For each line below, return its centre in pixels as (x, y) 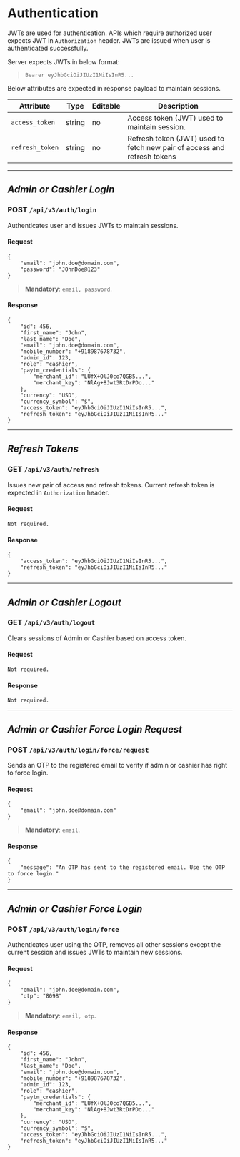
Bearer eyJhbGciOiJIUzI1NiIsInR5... (79, 75)
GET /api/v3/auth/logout (51, 622)
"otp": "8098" (41, 996)
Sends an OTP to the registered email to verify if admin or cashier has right (117, 765)
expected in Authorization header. (58, 492)
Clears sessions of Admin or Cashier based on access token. (97, 638)
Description (178, 106)
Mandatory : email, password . (68, 289)
